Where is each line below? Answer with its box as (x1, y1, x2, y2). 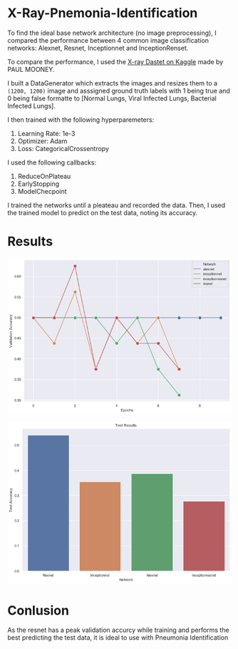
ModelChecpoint (17, 187, 67, 195)
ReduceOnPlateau (17, 172, 71, 180)
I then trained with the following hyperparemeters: (7, 115, 155, 124)
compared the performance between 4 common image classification (7, 36, 209, 44)
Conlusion (7, 602, 70, 618)
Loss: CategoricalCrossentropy (17, 144, 109, 152)
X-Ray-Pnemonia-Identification (7, 5, 198, 21)
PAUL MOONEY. (7, 65, 55, 73)
